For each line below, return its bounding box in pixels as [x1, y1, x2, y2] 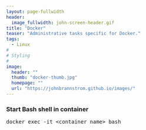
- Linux [11, 42, 31, 48]
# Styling [6, 53, 31, 58]
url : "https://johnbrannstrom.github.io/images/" [11, 86, 135, 92]
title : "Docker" [6, 25, 46, 31]
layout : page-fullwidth [6, 8, 65, 15]
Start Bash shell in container [6, 105, 89, 113]
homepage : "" [11, 80, 44, 86]
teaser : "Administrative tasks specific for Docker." [6, 31, 141, 37]
